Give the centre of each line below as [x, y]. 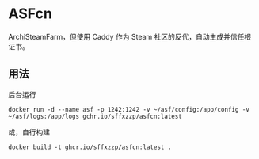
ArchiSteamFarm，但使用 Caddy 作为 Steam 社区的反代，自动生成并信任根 [130, 36]
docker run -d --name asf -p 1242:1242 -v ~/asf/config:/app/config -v [129, 109]
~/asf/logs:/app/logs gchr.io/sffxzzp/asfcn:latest [95, 116]
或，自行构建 [29, 132]
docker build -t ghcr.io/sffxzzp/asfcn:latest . [90, 147]
